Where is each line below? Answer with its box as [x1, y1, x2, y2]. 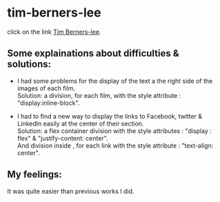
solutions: [7, 59, 52, 70]
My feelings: [7, 169, 62, 181]
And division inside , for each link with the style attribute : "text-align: [17, 141, 214, 150]
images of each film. [17, 84, 76, 92]
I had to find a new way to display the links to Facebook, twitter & [17, 112, 202, 120]
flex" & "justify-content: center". [17, 134, 108, 142]
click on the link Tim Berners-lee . [7, 28, 101, 36]
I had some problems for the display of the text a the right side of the [17, 77, 213, 85]
